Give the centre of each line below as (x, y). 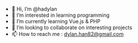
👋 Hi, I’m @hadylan (34, 9)
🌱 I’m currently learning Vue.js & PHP (56, 21)
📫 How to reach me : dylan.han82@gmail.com (68, 34)
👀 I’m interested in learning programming (60, 15)
